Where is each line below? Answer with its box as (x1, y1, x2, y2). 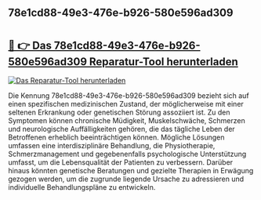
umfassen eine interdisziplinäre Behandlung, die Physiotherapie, (8, 141, 216, 150)
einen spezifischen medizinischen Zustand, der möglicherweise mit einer (8, 100, 245, 108)
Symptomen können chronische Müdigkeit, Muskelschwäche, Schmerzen (8, 116, 245, 125)
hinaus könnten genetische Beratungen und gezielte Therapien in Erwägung (8, 166, 254, 175)
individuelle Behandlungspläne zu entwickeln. (8, 183, 156, 191)
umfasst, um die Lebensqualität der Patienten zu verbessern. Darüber (8, 158, 234, 167)
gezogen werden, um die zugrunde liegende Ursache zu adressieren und (8, 174, 245, 184)
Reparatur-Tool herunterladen (89, 55, 239, 68)
